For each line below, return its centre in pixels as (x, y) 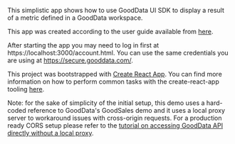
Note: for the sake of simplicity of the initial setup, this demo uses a (106, 103)
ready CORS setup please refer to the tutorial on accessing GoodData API (115, 126)
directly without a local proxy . (51, 133)
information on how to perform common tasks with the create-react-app (113, 82)
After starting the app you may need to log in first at (83, 45)
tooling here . (26, 89)
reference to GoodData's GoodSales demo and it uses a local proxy (126, 110)
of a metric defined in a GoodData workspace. (75, 18)
